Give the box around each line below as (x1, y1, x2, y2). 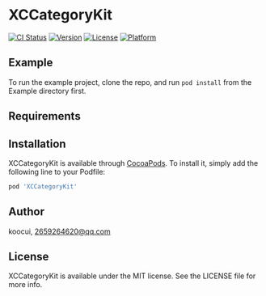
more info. (8, 280, 43, 290)
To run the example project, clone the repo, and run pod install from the (8, 77, 252, 87)
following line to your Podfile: (8, 167, 106, 176)
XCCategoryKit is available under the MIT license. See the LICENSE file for (8, 271, 256, 281)
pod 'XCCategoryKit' (8, 182, 78, 191)
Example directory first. (8, 86, 87, 95)
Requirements (8, 109, 81, 123)
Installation (8, 137, 66, 150)
